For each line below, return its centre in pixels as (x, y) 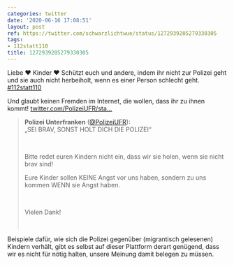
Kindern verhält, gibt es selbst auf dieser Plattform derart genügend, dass (114, 246)
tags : (15, 40)
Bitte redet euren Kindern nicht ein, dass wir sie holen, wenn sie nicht (124, 156)
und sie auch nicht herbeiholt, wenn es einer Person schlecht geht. (104, 80)
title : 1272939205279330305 (48, 53)
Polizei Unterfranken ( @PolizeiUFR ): (77, 122)
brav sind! (39, 164)
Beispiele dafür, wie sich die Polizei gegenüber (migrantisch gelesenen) (110, 239)
